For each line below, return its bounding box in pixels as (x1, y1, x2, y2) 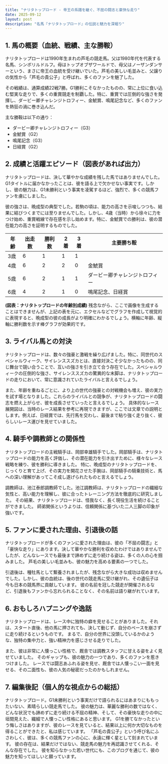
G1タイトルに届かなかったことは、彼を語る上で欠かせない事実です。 (5, 180, 146, 186)
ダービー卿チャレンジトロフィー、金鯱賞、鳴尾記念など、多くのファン (18, 97, 162, 103)
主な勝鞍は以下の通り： (5, 114, 53, 120)
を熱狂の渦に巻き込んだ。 (5, 104, 58, 110)
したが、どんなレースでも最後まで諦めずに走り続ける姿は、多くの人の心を (5, 552, 158, 558)
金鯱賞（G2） (12, 131, 41, 137)
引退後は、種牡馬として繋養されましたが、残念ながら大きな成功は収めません (5, 569, 162, 576)
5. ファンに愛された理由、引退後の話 (5, 525, 118, 534)
